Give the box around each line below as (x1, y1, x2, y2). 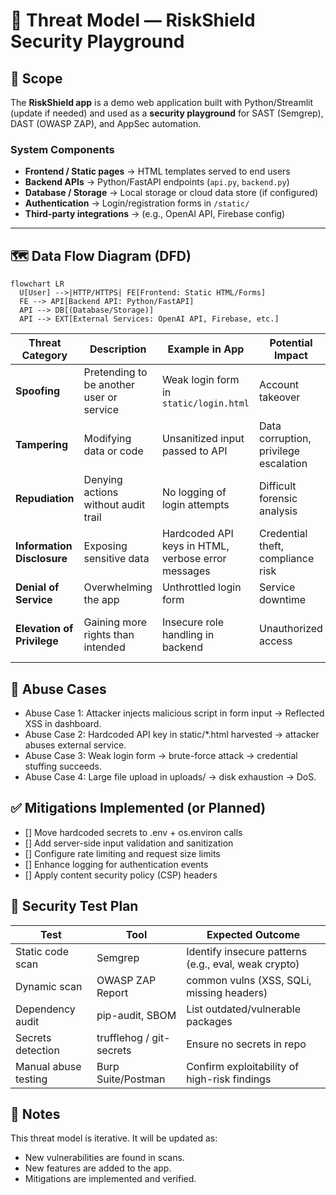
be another (83, 378, 136, 392)
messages (161, 564, 211, 578)
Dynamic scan (15, 979, 83, 993)
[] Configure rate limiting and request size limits (24, 847, 221, 859)
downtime (259, 593, 307, 607)
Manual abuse (15, 1059, 82, 1073)
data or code (83, 444, 144, 458)
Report (96, 985, 129, 999)
